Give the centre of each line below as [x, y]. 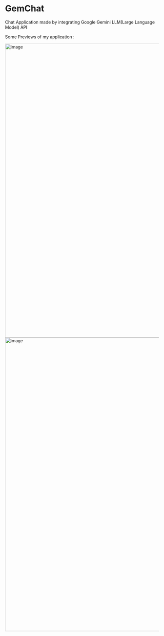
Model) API [16, 27]
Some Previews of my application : [40, 37]
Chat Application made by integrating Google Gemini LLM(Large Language [80, 22]
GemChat [25, 9]
